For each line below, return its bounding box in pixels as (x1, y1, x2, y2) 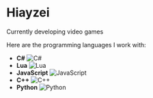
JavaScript (16, 69, 48, 77)
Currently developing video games (6, 27, 104, 36)
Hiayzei (6, 5, 50, 21)
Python (16, 83, 38, 91)
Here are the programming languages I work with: (6, 40, 146, 49)
